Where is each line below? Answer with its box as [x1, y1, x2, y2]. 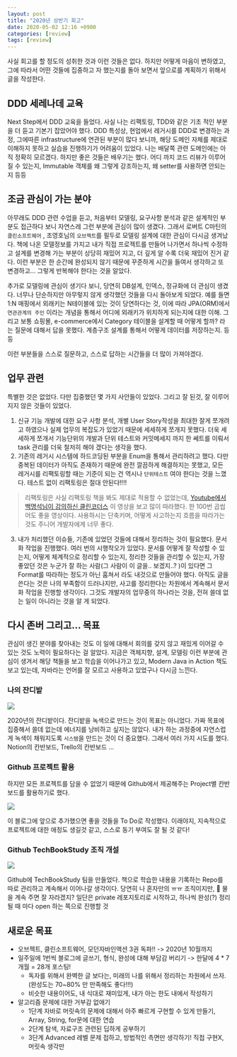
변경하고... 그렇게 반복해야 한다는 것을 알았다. [7, 266, 132, 275]
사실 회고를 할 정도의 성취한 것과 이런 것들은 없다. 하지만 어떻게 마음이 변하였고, [7, 57, 226, 66]
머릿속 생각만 [28, 1042, 65, 1051]
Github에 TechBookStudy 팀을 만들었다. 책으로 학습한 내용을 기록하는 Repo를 [7, 875, 224, 884]
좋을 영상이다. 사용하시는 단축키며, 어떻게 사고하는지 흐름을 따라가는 [37, 511, 225, 519]
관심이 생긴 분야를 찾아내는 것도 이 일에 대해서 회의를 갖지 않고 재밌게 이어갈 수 [7, 640, 224, 648]
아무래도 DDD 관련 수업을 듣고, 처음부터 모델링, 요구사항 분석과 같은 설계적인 [7, 213, 219, 221]
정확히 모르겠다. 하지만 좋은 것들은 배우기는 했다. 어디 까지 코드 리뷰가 [14, 153, 207, 161]
